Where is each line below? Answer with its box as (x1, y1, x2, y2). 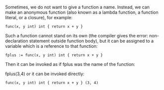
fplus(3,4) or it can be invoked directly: (5, 71, 85, 77)
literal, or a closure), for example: (5, 15, 73, 20)
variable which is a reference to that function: (5, 43, 98, 49)
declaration (5, 38, 28, 44)
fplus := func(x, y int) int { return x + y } (5, 53, 103, 58)
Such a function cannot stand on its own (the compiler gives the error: (5, 33, 149, 38)
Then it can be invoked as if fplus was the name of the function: (5, 61, 135, 67)
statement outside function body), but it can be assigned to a (29, 38, 154, 44)
